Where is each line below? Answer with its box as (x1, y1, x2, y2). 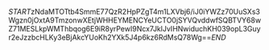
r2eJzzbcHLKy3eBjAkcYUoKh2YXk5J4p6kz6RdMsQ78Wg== (8, 32, 212, 42)
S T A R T (8, 7, 31, 16)
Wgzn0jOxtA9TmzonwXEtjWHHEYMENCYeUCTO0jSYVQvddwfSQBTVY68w (8, 15, 262, 25)
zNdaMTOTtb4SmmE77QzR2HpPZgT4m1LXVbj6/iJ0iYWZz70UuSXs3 (31, 7, 260, 16)
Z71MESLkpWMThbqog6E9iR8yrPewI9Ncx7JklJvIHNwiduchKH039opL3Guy (8, 24, 261, 33)
